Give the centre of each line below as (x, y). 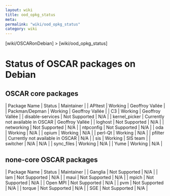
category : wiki (21, 29)
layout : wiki (19, 10)
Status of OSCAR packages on (71, 64)
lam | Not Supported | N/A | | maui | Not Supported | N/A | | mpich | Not (79, 177)
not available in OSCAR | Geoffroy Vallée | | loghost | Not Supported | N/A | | (84, 122)
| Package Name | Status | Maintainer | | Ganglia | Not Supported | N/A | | (82, 172)
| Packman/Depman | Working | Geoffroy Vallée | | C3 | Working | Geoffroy (83, 111)
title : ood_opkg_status (30, 15)
